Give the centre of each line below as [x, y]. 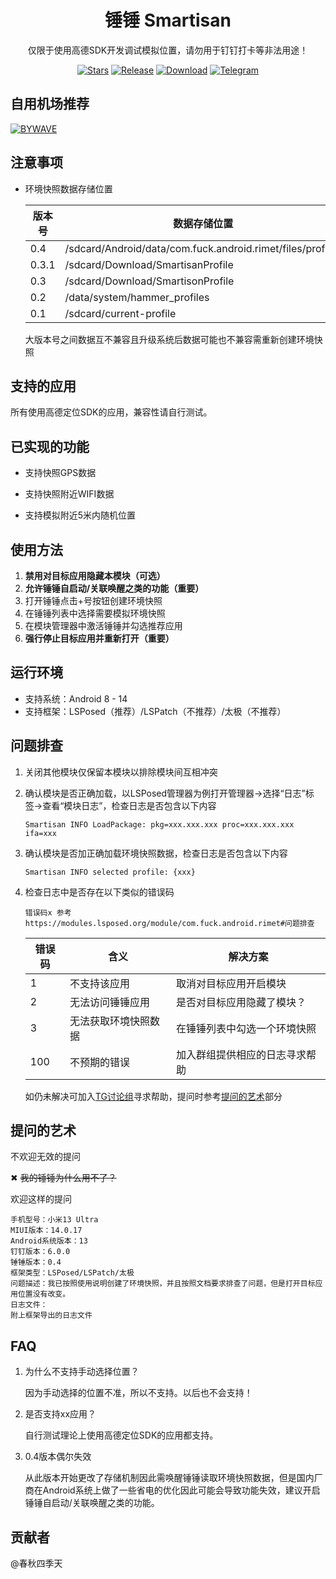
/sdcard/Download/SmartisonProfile [149, 281]
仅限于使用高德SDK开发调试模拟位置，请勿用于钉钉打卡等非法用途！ [168, 50]
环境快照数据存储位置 [68, 188]
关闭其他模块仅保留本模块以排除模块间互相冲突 [121, 772]
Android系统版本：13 [49, 1241]
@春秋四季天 [36, 1563]
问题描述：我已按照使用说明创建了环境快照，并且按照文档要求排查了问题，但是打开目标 [163, 1284]
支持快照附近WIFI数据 [69, 494]
